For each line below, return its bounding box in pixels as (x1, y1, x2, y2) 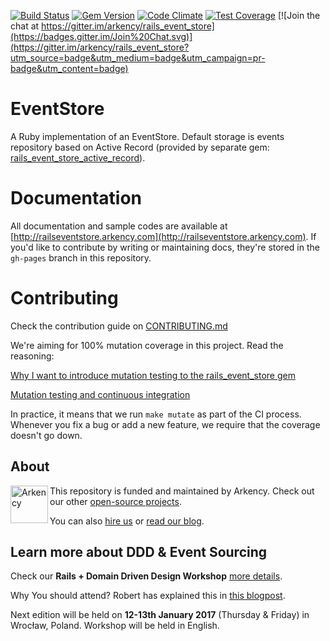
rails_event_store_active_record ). (10, 151, 146, 164)
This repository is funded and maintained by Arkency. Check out (49, 485, 315, 497)
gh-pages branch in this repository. (10, 251, 152, 264)
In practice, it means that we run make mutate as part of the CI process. (10, 408, 302, 420)
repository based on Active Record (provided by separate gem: (10, 141, 270, 153)
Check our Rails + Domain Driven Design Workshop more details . (10, 570, 283, 582)
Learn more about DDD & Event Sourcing (10, 544, 268, 561)
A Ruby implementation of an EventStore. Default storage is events (10, 130, 285, 142)
